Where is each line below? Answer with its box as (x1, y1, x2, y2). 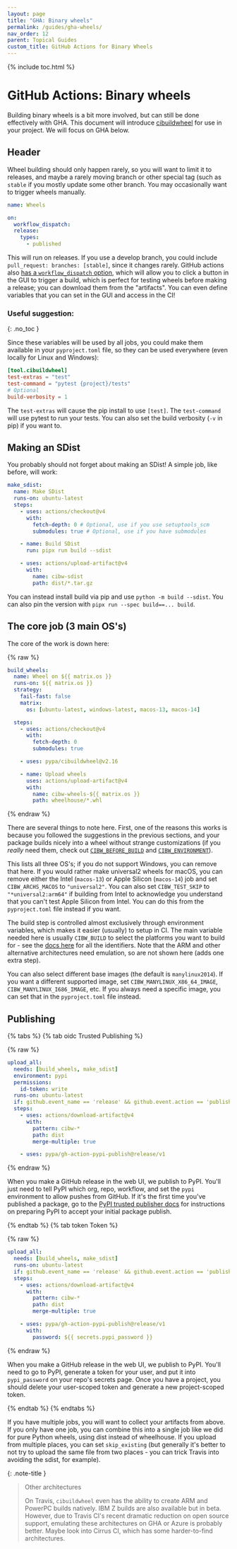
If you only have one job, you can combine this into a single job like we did (7, 1425, 224, 1434)
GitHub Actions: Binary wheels (7, 88, 191, 103)
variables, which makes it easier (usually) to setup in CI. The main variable (7, 926, 223, 935)
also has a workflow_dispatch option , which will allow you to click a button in (7, 268, 229, 277)
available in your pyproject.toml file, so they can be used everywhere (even (7, 346, 228, 355)
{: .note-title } (7, 1469, 47, 1478)
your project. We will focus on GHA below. (7, 125, 130, 134)
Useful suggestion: (7, 309, 74, 318)
